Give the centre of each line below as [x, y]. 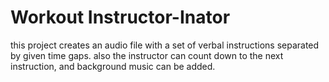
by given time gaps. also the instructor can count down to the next [147, 55]
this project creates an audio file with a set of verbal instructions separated [165, 45]
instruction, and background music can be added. [113, 66]
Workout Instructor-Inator [120, 17]
